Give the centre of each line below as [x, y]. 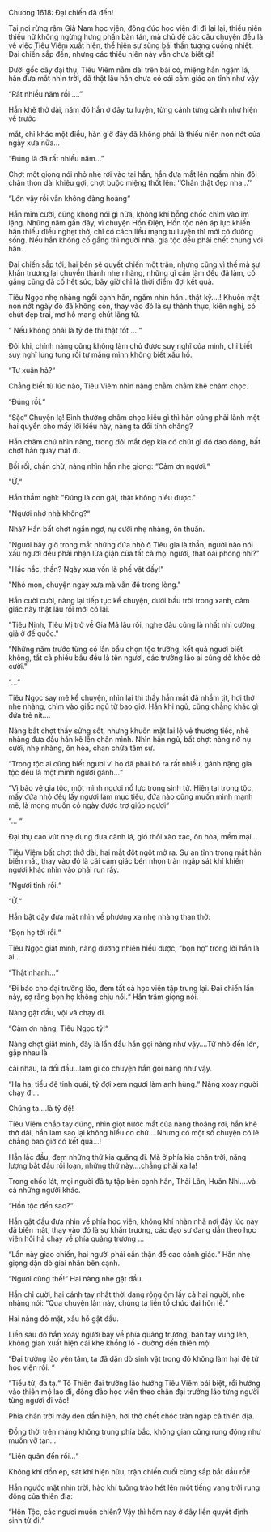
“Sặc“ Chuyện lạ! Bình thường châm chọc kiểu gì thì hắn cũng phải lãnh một [134, 417]
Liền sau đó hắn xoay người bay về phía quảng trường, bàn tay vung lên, [129, 1335]
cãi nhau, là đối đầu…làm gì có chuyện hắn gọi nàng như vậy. [110, 1068]
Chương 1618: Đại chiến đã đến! [61, 13]
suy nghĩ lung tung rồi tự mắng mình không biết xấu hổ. [100, 354]
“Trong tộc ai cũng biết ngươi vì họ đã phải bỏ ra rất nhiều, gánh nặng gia [130, 764]
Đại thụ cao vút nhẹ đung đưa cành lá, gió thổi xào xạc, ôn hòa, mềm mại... [133, 837]
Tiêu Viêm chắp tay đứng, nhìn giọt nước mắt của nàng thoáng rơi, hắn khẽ [133, 1124]
